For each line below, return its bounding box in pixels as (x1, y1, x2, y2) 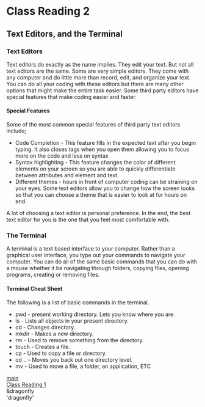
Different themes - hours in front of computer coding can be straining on (15, 178, 198, 186)
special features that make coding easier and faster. (6, 93, 137, 100)
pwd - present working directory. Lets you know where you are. (15, 310, 175, 318)
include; (6, 127, 27, 135)
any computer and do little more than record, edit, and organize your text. (6, 73, 191, 81)
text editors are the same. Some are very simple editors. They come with (6, 67, 189, 75)
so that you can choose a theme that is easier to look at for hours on (15, 191, 187, 199)
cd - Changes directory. (15, 323, 76, 331)
